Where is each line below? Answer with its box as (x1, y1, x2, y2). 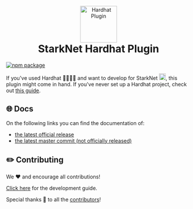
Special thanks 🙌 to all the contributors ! (6, 196, 101, 203)
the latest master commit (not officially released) (14, 137, 132, 144)
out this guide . (6, 87, 41, 94)
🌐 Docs (6, 104, 33, 114)
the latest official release (14, 131, 75, 138)
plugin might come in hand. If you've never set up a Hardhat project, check (6, 80, 187, 87)
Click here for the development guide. (6, 185, 98, 192)
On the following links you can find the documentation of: (6, 119, 145, 126)
